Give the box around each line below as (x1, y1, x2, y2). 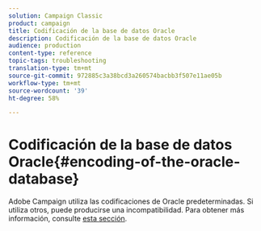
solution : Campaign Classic (8, 11, 103, 20)
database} (8, 170, 79, 188)
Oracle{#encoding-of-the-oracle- (8, 153, 241, 171)
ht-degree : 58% (8, 94, 60, 102)
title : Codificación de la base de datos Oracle (8, 27, 175, 35)
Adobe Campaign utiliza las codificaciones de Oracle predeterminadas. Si (8, 196, 254, 206)
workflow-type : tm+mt (8, 79, 82, 87)
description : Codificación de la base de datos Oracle (8, 34, 197, 43)
